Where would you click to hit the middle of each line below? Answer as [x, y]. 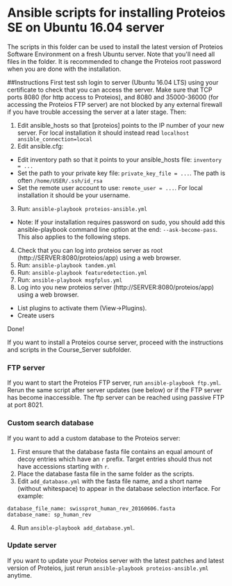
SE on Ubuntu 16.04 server [86, 27]
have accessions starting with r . [63, 466]
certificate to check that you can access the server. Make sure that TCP [110, 90]
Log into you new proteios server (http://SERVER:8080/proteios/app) [115, 287]
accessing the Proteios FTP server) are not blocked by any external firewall [115, 104]
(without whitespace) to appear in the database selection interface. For [119, 488]
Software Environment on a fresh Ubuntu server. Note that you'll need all [111, 54]
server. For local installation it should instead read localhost [103, 133]
